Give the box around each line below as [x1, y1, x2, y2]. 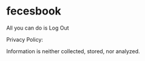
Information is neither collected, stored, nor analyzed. [6, 47, 141, 55]
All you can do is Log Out [6, 24, 69, 31]
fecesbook [6, 4, 62, 18]
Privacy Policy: [6, 36, 44, 43]
